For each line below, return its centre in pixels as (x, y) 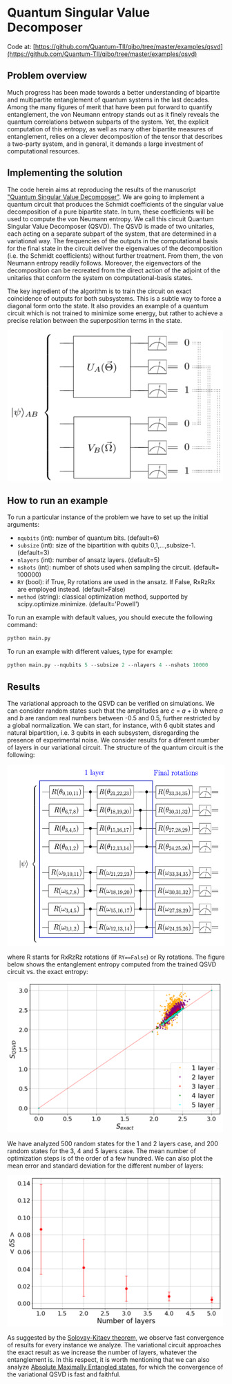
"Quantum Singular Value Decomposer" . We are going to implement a (106, 197)
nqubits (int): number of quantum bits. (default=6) (88, 538)
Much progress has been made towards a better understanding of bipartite (114, 92)
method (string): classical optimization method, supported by (103, 597)
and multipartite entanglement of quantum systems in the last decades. (108, 100)
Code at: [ (21, 46)
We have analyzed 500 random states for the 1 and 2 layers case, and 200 (113, 1143)
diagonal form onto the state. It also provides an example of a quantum (108, 306)
